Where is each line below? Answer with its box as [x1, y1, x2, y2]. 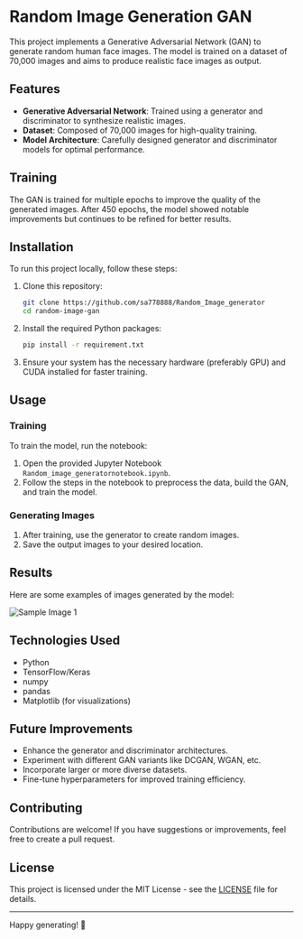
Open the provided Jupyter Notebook [22, 458, 162, 469]
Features [9, 81, 60, 97]
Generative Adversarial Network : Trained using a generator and [22, 106, 263, 116]
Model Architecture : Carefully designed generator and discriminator [22, 134, 278, 145]
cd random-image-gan [22, 307, 100, 316]
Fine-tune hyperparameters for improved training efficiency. [22, 774, 246, 785]
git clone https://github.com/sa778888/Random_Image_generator [22, 298, 266, 308]
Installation [9, 239, 74, 255]
